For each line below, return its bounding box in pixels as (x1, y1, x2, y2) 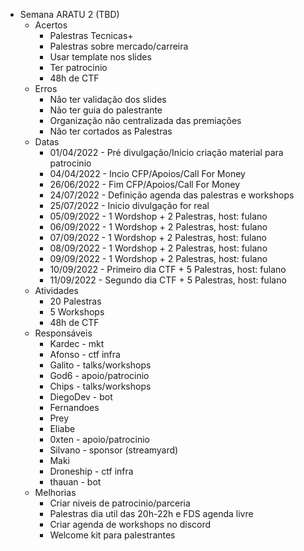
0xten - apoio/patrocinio (49, 434, 151, 445)
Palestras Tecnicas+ (49, 30, 134, 41)
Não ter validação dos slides (49, 94, 167, 105)
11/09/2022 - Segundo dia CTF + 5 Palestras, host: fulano (49, 274, 287, 286)
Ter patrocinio (49, 62, 108, 73)
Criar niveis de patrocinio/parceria (49, 497, 191, 509)
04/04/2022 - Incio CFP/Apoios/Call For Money (49, 168, 246, 179)
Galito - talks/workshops (49, 359, 152, 371)
